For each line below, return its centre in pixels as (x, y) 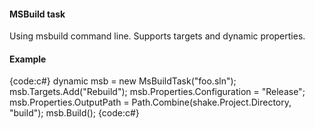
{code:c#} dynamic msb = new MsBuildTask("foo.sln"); (123, 81)
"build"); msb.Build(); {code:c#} (74, 113)
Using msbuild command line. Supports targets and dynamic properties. (157, 36)
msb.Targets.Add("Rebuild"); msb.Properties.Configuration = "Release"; (157, 92)
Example (28, 59)
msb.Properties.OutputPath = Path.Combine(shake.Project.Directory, (150, 102)
